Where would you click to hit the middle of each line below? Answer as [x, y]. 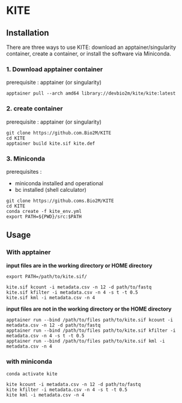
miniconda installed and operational [59, 183]
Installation [28, 33]
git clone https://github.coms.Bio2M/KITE [60, 201]
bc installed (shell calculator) [51, 189]
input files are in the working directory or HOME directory [79, 265]
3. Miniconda [26, 159]
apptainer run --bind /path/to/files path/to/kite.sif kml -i [86, 341]
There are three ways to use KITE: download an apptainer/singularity [91, 47]
